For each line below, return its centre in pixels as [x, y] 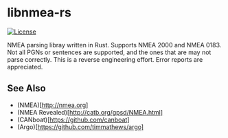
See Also [26, 88]
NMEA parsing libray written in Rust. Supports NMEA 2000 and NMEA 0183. [114, 45]
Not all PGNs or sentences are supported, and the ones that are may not [109, 52]
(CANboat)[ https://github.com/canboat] [73, 119]
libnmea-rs [39, 13]
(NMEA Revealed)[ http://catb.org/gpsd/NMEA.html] [90, 112]
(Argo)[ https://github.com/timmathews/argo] [80, 127]
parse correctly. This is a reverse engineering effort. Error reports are [105, 59]
